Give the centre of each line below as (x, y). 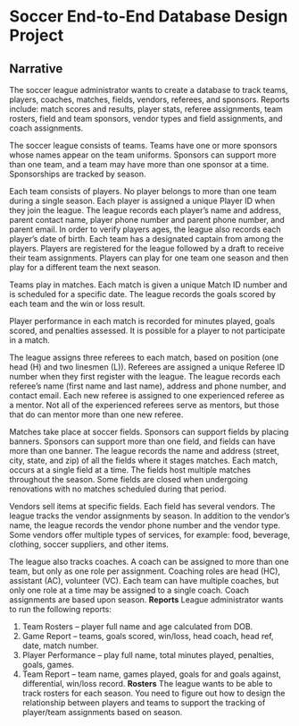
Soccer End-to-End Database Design (149, 17)
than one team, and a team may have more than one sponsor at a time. (139, 164)
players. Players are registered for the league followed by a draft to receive (147, 248)
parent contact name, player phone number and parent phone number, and (147, 220)
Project (37, 35)
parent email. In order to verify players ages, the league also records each (145, 229)
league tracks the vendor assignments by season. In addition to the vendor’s (149, 516)
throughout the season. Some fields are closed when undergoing (129, 479)
